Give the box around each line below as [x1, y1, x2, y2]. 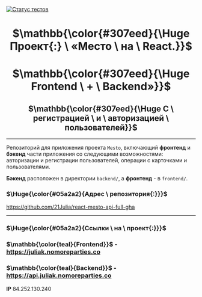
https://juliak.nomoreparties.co [6, 248, 101, 256]
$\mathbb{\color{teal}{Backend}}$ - [6, 264, 117, 272]
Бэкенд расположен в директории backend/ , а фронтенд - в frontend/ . [6, 175, 188, 182]
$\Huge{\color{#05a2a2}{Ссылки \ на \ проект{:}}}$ [6, 224, 167, 233]
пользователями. [6, 163, 50, 171]
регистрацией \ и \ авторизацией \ [32, 113, 170, 123]
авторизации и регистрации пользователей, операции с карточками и [6, 157, 188, 164]
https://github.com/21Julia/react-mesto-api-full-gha [6, 203, 135, 210]
